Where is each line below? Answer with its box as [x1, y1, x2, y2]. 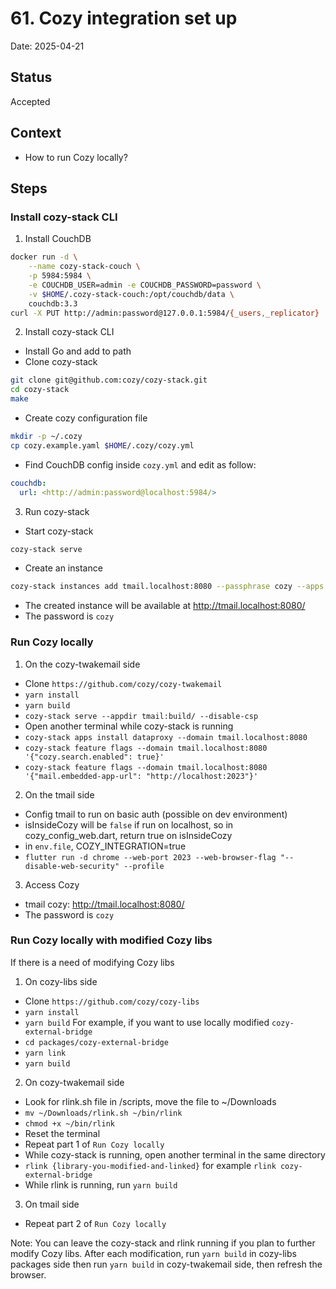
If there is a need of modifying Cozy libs [10, 956, 175, 968]
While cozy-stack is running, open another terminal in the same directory [24, 1148, 326, 1161]
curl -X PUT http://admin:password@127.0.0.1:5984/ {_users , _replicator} [10, 308, 320, 318]
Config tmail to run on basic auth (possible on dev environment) [24, 808, 288, 820]
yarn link [24, 1048, 67, 1058]
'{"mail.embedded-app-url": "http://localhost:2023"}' [24, 771, 259, 781]
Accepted [10, 95, 51, 107]
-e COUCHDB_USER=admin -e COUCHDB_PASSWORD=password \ [28, 280, 262, 290]
